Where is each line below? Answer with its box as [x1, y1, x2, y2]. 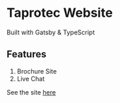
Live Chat [16, 74, 45, 83]
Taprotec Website [6, 5, 114, 21]
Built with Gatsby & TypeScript [6, 28, 95, 36]
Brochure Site [16, 67, 57, 75]
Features [6, 48, 47, 60]
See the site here [6, 88, 56, 96]
